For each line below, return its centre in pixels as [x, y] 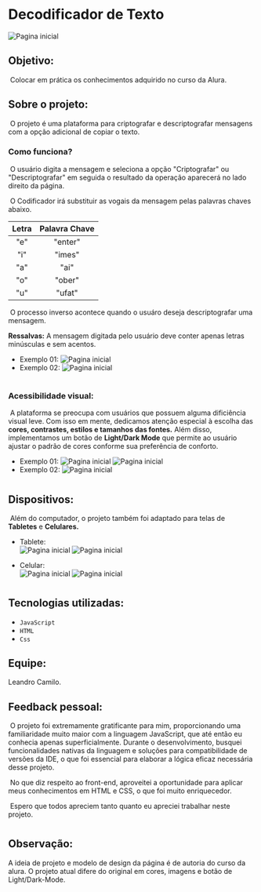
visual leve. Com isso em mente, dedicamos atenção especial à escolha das [130, 421]
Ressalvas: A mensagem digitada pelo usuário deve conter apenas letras [127, 336]
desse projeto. [31, 767]
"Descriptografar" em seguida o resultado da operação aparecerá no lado [127, 177]
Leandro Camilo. [34, 682]
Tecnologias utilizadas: [66, 603]
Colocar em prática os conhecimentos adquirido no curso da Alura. [118, 79]
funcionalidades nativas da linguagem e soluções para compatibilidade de [128, 751]
